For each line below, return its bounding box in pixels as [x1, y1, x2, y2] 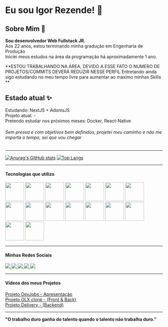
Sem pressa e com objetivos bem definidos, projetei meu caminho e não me [5, 129, 162, 135]
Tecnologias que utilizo [5, 171, 55, 177]
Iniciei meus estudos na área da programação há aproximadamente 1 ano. [5, 54, 157, 60]
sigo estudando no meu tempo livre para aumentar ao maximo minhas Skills [5, 74, 161, 80]
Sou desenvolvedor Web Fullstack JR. [5, 38, 86, 44]
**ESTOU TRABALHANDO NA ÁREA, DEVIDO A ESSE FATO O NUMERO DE [5, 64, 160, 69]
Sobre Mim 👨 [5, 25, 46, 33]
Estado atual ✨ [5, 94, 52, 102]
